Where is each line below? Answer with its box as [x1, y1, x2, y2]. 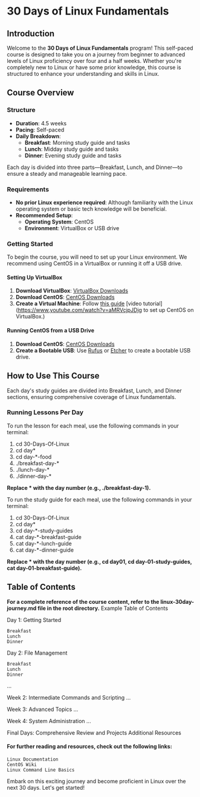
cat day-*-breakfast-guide [15, 533, 82, 540]
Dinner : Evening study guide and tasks [24, 151, 121, 159]
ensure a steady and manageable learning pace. [7, 170, 127, 177]
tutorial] [143, 300, 163, 307]
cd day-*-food [15, 453, 52, 460]
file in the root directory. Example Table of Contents [37, 604, 169, 612]
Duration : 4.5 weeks [15, 119, 67, 127]
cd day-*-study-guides [15, 527, 73, 534]
